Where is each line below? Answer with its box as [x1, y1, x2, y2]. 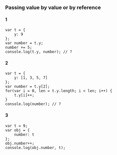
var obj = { [5, 127, 30, 132]
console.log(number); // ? [5, 101, 61, 106]
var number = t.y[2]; [5, 84, 50, 89]
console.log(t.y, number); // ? [5, 49, 72, 54]
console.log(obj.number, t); [5, 145, 66, 150]
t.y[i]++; [14, 93, 35, 98]
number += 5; [5, 45, 32, 50]
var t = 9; [5, 123, 28, 128]
